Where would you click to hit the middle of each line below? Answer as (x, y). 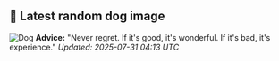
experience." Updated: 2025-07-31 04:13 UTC (94, 47)
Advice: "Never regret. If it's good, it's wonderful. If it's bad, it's (153, 37)
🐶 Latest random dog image (87, 16)
